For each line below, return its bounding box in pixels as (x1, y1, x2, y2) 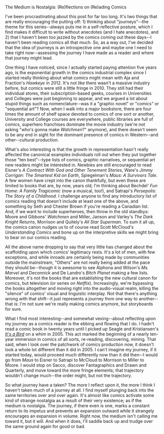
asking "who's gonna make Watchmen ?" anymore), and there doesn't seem (5, 127, 157, 132)
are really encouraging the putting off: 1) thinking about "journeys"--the (5, 19, 149, 24)
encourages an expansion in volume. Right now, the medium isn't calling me (5, 413, 158, 419)
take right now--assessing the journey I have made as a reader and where (5, 50, 154, 56)
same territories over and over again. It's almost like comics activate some (5, 393, 155, 398)
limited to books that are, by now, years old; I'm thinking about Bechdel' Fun (5, 183, 158, 188)
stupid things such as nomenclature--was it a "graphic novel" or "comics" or (5, 101, 159, 106)
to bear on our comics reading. (5, 235, 67, 240)
